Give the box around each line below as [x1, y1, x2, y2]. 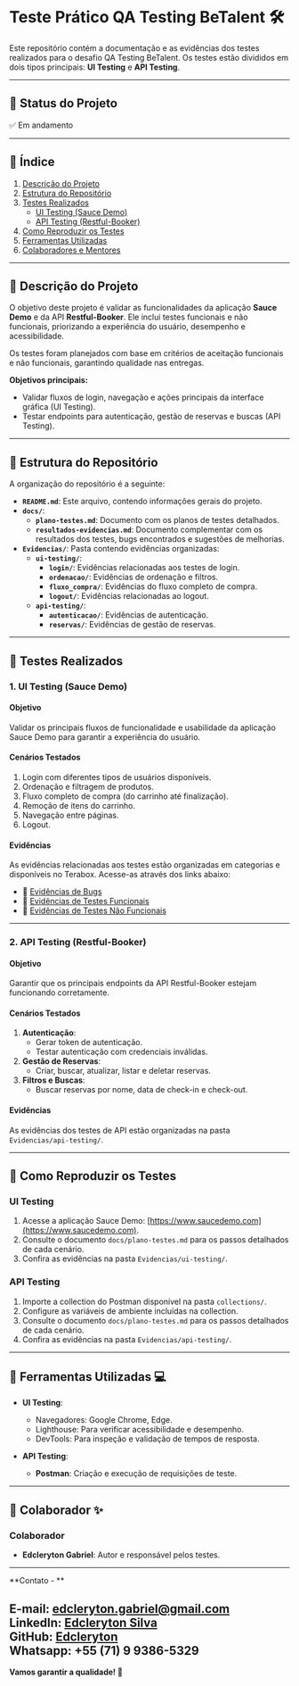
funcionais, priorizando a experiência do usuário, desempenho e [9, 321, 246, 332]
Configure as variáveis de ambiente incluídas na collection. [21, 1305, 238, 1316]
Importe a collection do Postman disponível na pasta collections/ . [21, 1296, 267, 1307]
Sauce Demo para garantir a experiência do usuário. [9, 731, 201, 742]
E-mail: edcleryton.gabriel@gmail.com [9, 1601, 230, 1616]
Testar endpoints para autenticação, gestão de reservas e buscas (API [21, 411, 281, 422]
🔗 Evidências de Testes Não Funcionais [21, 905, 167, 916]
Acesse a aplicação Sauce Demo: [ [21, 1216, 151, 1226]
